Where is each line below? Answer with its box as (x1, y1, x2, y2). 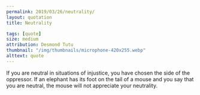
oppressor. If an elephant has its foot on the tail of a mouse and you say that (6, 75, 194, 82)
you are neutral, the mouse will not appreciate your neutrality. (6, 82, 157, 89)
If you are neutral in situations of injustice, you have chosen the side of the (6, 69, 190, 76)
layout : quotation (6, 14, 52, 20)
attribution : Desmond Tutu (6, 42, 74, 48)
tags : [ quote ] (6, 30, 42, 36)
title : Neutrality (6, 20, 52, 26)
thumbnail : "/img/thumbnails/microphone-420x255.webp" (6, 47, 146, 54)
